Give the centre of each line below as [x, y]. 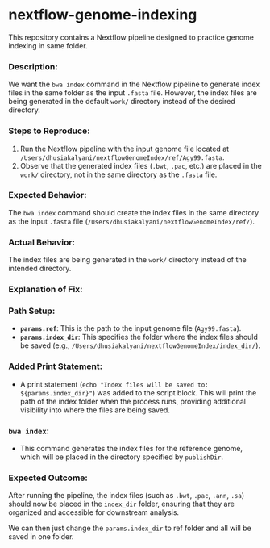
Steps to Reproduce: [49, 131]
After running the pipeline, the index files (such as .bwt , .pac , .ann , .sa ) [127, 496]
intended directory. [40, 269]
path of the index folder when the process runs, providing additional [133, 401]
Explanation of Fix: [46, 290]
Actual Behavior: [42, 242]
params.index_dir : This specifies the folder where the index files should [139, 337]
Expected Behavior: [48, 195]
